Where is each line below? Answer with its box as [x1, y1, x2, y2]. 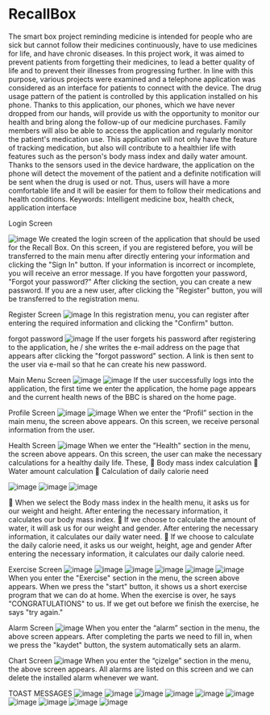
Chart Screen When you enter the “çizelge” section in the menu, [8, 655, 251, 665]
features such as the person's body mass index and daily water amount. [8, 151, 248, 161]
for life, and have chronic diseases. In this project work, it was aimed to [8, 48, 245, 58]
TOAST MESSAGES [8, 688, 73, 698]
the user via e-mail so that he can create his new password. [8, 360, 207, 369]
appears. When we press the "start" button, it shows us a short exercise [8, 581, 247, 591]
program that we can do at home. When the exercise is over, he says [8, 590, 236, 600]
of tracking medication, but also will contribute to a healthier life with [8, 143, 236, 152]
